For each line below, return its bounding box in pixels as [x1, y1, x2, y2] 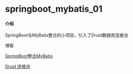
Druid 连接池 [5, 64, 30, 70]
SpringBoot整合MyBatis [5, 53, 53, 59]
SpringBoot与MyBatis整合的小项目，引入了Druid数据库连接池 [5, 32, 129, 38]
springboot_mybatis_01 [5, 3, 103, 15]
